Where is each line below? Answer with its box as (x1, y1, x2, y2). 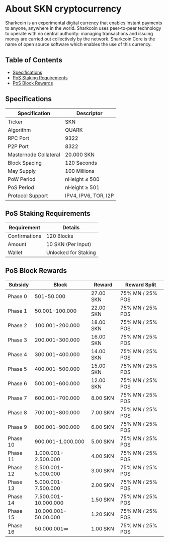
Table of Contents (5, 56, 63, 65)
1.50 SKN (91, 496, 114, 503)
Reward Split (125, 281, 156, 288)
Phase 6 (8, 380, 28, 387)
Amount (8, 241, 27, 248)
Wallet (8, 249, 23, 256)
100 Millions (65, 167, 95, 174)
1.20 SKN (91, 511, 114, 518)
